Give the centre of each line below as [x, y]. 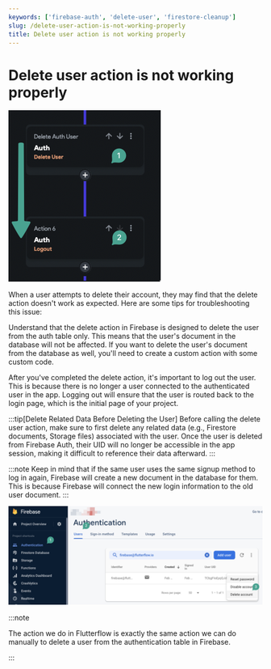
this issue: [25, 312]
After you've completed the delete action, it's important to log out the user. [132, 378]
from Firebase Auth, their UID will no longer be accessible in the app [122, 445]
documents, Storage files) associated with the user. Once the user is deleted [135, 436]
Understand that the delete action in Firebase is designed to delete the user [134, 328]
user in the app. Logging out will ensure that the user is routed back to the [131, 395]
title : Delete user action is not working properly [97, 34]
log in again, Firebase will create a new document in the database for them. [133, 478]
